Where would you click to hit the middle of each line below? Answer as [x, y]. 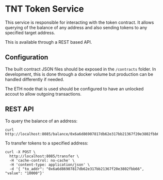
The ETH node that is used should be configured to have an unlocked [74, 89]
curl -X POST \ [20, 152]
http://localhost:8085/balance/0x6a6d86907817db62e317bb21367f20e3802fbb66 [83, 134]
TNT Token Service [44, 9]
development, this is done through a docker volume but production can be [79, 74]
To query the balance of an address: [41, 121]
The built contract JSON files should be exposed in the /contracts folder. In [81, 69]
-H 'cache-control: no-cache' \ [42, 160]
